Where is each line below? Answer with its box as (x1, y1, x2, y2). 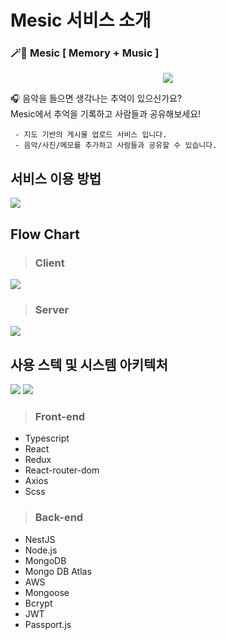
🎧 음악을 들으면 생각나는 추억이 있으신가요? (10, 92, 183, 105)
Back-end (34, 511, 84, 525)
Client (34, 256, 65, 270)
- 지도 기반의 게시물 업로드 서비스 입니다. (14, 130, 168, 140)
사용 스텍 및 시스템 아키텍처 (10, 356, 168, 373)
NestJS (24, 533, 56, 545)
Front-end (34, 410, 86, 424)
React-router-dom (24, 464, 100, 476)
